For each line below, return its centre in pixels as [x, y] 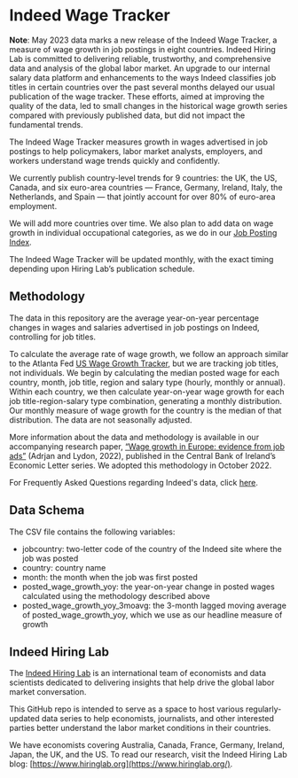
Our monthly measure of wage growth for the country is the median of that [145, 410]
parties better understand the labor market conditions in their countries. [140, 728]
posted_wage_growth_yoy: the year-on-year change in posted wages [148, 587]
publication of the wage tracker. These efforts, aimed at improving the [137, 96]
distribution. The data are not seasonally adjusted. [101, 420]
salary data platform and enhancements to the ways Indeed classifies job [143, 77]
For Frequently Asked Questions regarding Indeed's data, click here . [134, 482]
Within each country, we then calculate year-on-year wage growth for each [147, 392]
